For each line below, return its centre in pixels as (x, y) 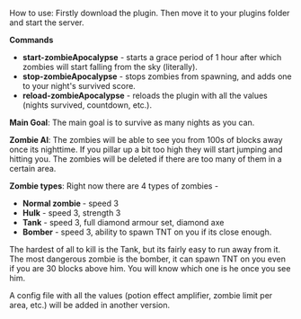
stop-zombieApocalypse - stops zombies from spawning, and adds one (157, 76)
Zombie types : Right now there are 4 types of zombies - (114, 186)
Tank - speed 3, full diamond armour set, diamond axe (123, 222)
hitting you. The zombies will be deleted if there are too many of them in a (146, 159)
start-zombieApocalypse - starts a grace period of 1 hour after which (152, 57)
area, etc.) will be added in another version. (90, 305)
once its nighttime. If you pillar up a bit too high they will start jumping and (146, 149)
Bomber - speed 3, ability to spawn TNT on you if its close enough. (147, 232)
